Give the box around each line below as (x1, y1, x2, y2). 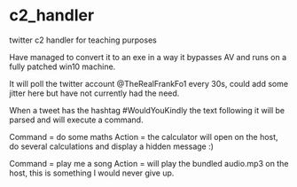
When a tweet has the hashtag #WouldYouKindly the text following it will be (9, 105, 285, 115)
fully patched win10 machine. (9, 61, 116, 72)
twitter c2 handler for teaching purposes (9, 35, 157, 45)
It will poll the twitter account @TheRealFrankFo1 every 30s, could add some (9, 78, 289, 89)
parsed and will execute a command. (9, 114, 144, 125)
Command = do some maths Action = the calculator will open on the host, (9, 131, 278, 142)
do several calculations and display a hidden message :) (9, 141, 215, 152)
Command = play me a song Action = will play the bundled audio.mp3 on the (9, 158, 289, 168)
